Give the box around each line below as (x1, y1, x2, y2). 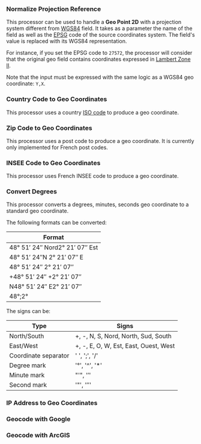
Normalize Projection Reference (6, 5, 101, 13)
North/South (9, 332, 44, 341)
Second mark (9, 381, 47, 389)
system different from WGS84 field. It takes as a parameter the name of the (6, 25, 193, 32)
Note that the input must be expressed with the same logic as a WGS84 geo (6, 74, 194, 81)
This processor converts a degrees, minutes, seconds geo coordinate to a (6, 201, 189, 208)
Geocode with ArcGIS (6, 431, 70, 440)
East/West (9, 342, 38, 350)
